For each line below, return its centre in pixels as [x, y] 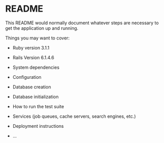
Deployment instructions [38, 126]
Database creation [32, 87]
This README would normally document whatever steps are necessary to [82, 23]
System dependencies [36, 67]
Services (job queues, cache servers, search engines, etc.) [74, 116]
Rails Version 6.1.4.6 [33, 57]
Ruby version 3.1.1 [31, 47]
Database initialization [36, 97]
